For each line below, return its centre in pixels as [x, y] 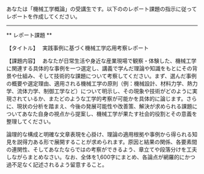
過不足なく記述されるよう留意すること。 [57, 165]
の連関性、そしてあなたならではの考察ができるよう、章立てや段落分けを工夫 [102, 149]
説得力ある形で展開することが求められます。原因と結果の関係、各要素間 [107, 142]
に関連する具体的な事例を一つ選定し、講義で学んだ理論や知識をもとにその [99, 68]
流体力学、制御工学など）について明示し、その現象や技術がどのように [104, 91]
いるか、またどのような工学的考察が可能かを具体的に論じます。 [107, 99]
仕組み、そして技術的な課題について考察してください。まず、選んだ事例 [107, 76]
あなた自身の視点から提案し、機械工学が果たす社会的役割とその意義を [110, 114]
